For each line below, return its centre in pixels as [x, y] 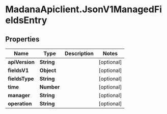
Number [50, 87]
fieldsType [21, 79]
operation [20, 104]
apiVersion [21, 62]
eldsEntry [26, 20]
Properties [22, 39]
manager [19, 95]
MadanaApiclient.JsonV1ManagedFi [83, 9]
